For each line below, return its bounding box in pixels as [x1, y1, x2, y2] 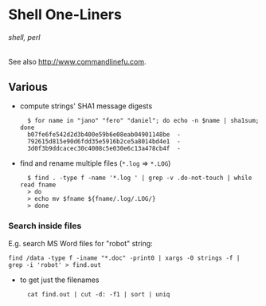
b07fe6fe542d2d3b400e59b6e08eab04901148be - [27, 131, 181, 139]
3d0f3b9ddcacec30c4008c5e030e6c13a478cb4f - [27, 145, 181, 153]
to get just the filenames [19, 275, 100, 284]
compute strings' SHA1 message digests [19, 101, 153, 111]
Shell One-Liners [8, 6, 122, 24]
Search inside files [8, 221, 82, 232]
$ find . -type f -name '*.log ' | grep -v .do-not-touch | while [27, 174, 252, 182]
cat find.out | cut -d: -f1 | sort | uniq [27, 290, 170, 298]
